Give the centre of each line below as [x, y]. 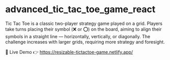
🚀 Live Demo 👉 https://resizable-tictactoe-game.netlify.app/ [69, 52]
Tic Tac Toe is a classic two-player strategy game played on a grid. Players [84, 23]
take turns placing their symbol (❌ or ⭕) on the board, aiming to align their [83, 29]
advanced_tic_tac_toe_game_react [80, 9]
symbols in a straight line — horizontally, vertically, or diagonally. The [78, 36]
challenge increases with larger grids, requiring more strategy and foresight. [85, 42]
